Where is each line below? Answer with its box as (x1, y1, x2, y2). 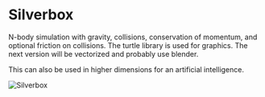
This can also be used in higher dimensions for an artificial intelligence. (8, 64, 244, 74)
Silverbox (8, 6, 74, 24)
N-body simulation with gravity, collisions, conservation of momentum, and (8, 32, 258, 42)
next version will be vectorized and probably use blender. (8, 49, 199, 59)
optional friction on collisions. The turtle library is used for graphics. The (8, 40, 248, 50)
